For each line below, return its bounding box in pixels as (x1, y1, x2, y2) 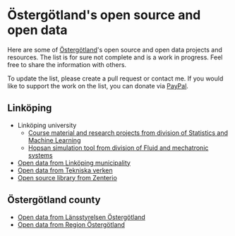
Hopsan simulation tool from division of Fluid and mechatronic (28, 143, 209, 152)
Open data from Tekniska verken (17, 166, 113, 175)
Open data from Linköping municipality (17, 158, 131, 167)
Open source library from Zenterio (17, 173, 118, 182)
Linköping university (17, 121, 77, 129)
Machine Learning (28, 136, 81, 144)
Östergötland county (7, 194, 101, 206)
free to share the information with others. (7, 60, 127, 69)
